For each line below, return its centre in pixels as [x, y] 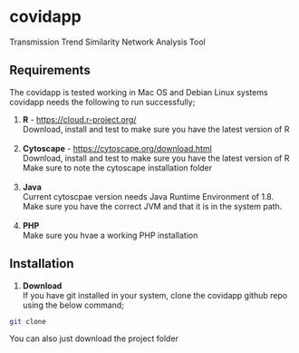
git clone [28, 321]
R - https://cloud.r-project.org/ [79, 119]
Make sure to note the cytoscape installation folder [117, 167]
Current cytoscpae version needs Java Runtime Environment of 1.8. [148, 196]
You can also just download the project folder [94, 338]
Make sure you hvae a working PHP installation [110, 235]
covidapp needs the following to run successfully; [102, 102]
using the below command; [73, 305]
